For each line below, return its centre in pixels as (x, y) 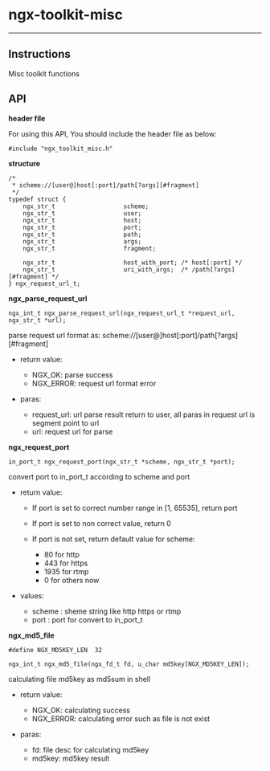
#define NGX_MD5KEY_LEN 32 (55, 650)
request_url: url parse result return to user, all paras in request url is (143, 414)
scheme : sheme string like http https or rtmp (106, 611)
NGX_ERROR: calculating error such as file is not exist (121, 718)
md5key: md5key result (71, 758)
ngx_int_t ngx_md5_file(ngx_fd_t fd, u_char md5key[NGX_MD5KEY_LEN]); (129, 664)
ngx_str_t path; (82, 235)
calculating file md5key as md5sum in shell (80, 679)
